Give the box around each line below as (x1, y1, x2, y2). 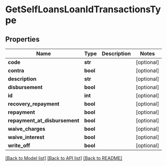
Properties (5, 35, 40, 44)
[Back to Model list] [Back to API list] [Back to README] (5, 155, 123, 161)
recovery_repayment (8, 100, 60, 107)
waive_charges (8, 126, 46, 132)
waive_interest (8, 134, 44, 140)
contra (8, 67, 25, 74)
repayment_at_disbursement (8, 117, 80, 124)
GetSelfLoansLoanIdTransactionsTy (5, 4, 161, 15)
